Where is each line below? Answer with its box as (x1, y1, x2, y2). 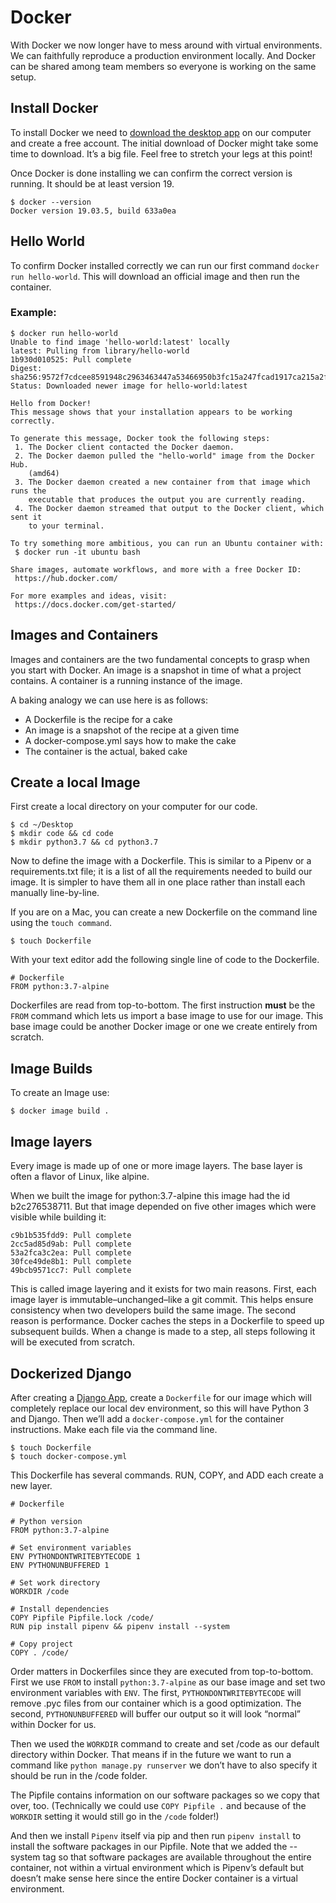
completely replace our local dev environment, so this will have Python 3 (10, 1402, 310, 1414)
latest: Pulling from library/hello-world (10, 346, 190, 356)
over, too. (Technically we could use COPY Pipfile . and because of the (10, 1799, 307, 1811)
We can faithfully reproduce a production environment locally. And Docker (10, 49, 316, 61)
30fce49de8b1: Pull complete (10, 1257, 132, 1267)
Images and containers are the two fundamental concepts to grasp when (10, 653, 310, 665)
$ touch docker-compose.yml (10, 1451, 128, 1461)
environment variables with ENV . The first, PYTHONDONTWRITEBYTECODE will (10, 1686, 302, 1698)
